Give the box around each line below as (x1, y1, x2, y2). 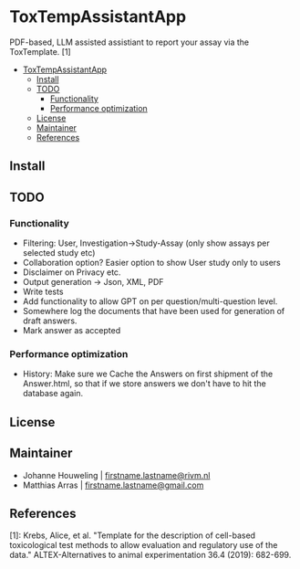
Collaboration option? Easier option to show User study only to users (22, 258, 281, 269)
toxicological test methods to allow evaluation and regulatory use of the (9, 540, 278, 551)
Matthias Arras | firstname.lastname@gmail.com (22, 479, 204, 490)
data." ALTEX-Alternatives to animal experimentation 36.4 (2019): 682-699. (9, 550, 292, 561)
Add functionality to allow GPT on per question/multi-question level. (22, 296, 278, 307)
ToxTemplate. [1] (9, 46, 71, 57)
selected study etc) (22, 248, 96, 258)
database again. (22, 388, 84, 399)
